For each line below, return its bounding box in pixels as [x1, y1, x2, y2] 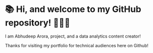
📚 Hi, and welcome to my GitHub [5, 4, 142, 15]
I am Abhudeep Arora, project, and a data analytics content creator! [5, 33, 141, 39]
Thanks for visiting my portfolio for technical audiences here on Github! [5, 42, 149, 48]
